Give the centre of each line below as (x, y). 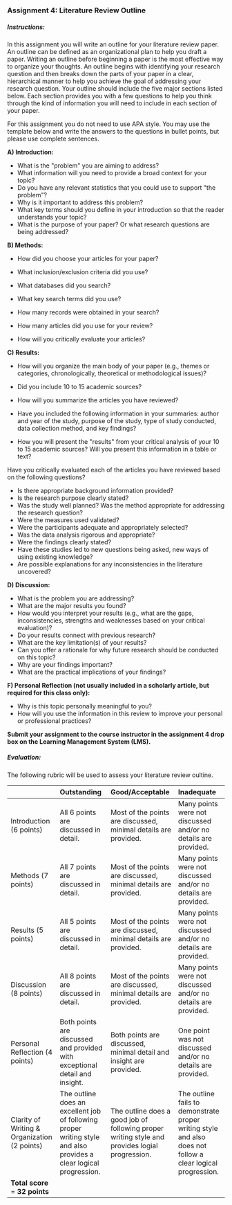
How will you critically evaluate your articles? (81, 339)
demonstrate (199, 1111)
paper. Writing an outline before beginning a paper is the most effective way (115, 59)
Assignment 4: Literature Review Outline (77, 10)
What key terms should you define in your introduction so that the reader (120, 209)
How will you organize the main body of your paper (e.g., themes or (113, 366)
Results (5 (27, 930)
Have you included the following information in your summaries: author (118, 413)
